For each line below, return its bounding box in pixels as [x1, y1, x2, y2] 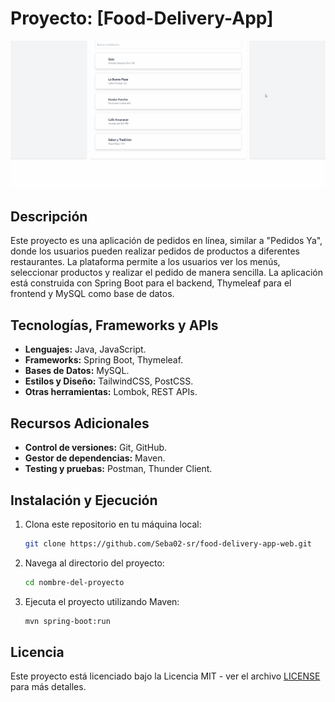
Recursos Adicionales [10, 415, 150, 432]
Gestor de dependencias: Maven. [24, 452, 166, 464]
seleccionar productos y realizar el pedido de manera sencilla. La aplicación [10, 267, 324, 279]
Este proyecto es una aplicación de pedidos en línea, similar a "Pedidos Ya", [10, 235, 323, 247]
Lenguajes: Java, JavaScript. [24, 343, 147, 356]
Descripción [10, 208, 88, 226]
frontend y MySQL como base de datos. [10, 288, 175, 300]
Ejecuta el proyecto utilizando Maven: [24, 595, 180, 607]
